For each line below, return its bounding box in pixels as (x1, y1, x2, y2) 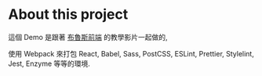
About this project (8, 5, 129, 24)
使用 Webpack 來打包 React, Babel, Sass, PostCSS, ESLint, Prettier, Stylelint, (8, 49, 255, 58)
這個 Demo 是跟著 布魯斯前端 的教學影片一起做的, (8, 32, 168, 42)
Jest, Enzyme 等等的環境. (8, 59, 90, 68)
